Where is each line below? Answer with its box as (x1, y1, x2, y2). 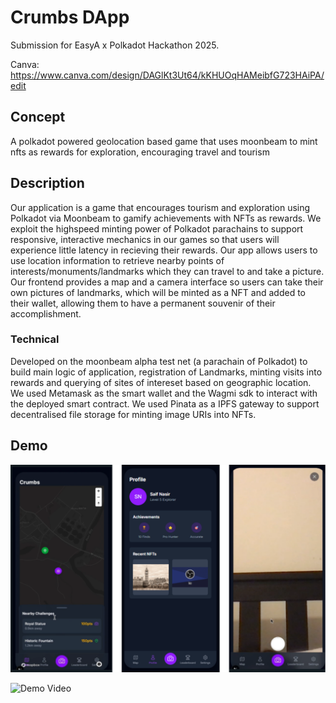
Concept (10, 109, 66, 126)
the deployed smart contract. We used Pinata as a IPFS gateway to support (10, 397, 320, 410)
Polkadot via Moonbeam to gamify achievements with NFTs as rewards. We (10, 212, 322, 224)
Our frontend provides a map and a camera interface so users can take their (10, 276, 324, 288)
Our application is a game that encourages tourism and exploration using (10, 201, 311, 213)
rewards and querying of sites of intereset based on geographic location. (10, 376, 312, 388)
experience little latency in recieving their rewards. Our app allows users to (10, 244, 318, 256)
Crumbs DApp (10, 6, 130, 29)
